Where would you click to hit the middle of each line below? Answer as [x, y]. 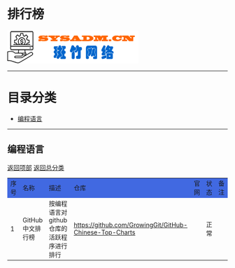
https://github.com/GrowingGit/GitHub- [130, 225]
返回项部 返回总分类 [36, 167]
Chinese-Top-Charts [105, 232]
